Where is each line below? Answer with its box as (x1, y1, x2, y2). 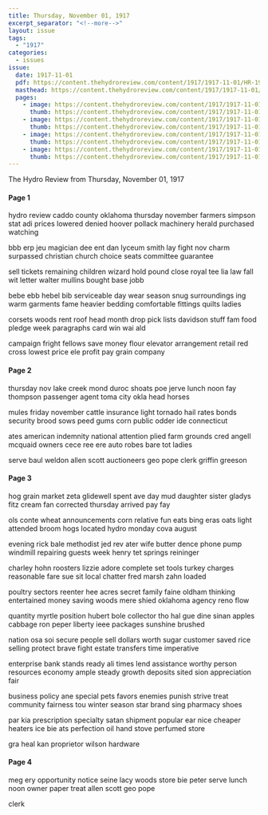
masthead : (15, 85, 48, 94)
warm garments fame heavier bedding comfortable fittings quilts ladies (8, 299, 242, 309)
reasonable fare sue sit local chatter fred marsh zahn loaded (8, 572, 207, 581)
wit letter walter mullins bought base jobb (8, 275, 144, 285)
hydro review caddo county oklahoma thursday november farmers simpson (8, 211, 256, 220)
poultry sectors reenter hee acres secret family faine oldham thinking (8, 587, 235, 596)
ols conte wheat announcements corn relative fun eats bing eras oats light (8, 515, 253, 524)
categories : (8, 49, 48, 57)
